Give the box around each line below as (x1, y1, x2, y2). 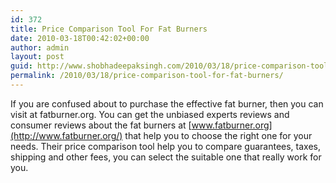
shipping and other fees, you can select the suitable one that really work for (10, 151, 322, 163)
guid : (10, 61, 33, 71)
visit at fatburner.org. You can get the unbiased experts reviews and (10, 108, 290, 120)
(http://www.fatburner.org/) (10, 129, 123, 141)
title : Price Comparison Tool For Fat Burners (10, 24, 208, 34)
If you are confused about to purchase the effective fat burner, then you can (10, 97, 324, 110)
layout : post (10, 52, 65, 62)
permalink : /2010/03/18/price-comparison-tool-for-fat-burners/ (10, 71, 284, 81)
